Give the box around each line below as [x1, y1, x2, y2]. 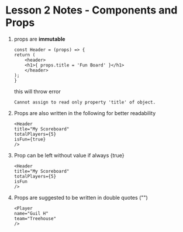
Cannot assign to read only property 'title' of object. [13, 99, 156, 105]
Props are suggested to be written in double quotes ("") [13, 194, 149, 201]
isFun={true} [13, 136, 46, 142]
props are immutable [13, 35, 65, 42]
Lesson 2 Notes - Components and [5, 4, 178, 17]
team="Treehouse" [13, 216, 57, 221]
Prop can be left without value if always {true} [13, 152, 125, 159]
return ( [13, 52, 36, 58]
